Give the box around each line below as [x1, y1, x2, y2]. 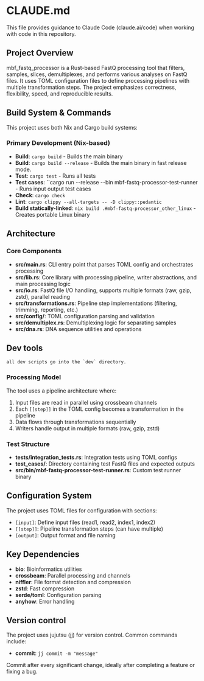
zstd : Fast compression [15, 585, 75, 592]
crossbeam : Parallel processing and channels [15, 571, 131, 579]
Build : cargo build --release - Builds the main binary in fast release [15, 159, 187, 166]
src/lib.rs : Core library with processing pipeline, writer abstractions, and [15, 273, 197, 281]
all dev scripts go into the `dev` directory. [6, 359, 127, 365]
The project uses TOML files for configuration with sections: [6, 506, 157, 514]
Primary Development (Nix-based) [6, 139, 111, 147]
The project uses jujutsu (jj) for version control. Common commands [6, 631, 178, 639]
